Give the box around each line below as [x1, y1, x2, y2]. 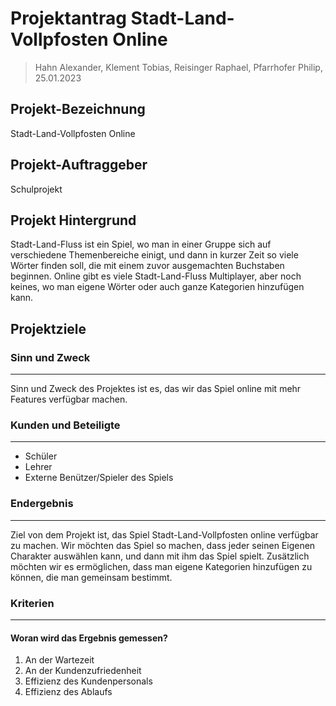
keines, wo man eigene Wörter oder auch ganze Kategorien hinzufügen [10, 281, 305, 293]
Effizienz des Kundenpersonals [24, 675, 153, 687]
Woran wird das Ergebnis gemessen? [10, 632, 168, 644]
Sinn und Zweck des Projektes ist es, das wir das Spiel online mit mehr [10, 383, 302, 395]
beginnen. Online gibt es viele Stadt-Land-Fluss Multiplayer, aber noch [10, 270, 302, 282]
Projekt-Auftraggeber [10, 157, 148, 174]
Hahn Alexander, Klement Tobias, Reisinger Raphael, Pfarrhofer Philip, [34, 61, 323, 73]
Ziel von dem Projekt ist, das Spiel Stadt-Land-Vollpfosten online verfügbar [10, 528, 319, 541]
